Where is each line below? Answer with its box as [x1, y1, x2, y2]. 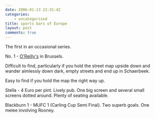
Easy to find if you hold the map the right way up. [5, 78, 105, 83]
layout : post [5, 26, 32, 31]
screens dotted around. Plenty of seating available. [5, 92, 109, 98]
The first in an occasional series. [5, 44, 72, 49]
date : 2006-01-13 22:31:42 [5, 7, 61, 12]
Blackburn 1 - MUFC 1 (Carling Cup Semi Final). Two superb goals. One [5, 102, 150, 108]
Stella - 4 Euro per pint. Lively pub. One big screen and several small [5, 87, 145, 93]
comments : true [5, 30, 37, 35]
